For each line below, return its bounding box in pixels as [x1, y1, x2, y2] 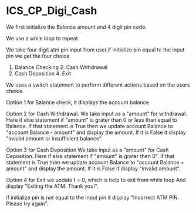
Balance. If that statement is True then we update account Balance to [6, 122, 173, 129]
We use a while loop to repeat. [6, 35, 80, 42]
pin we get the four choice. [6, 52, 72, 59]
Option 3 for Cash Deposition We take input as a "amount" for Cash [6, 146, 169, 153]
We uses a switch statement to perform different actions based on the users [6, 81, 190, 88]
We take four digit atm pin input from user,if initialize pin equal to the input [6, 46, 185, 53]
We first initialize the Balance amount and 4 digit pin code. [6, 23, 147, 30]
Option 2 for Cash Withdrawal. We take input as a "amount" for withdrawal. [6, 110, 188, 117]
